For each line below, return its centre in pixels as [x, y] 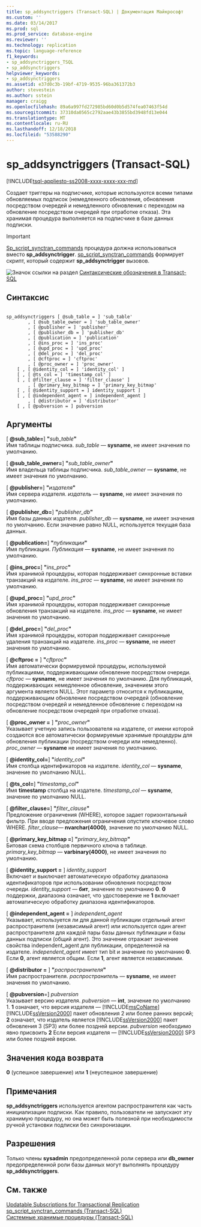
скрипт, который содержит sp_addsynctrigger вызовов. [78, 260]
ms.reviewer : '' [26, 40]
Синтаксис [28, 298]
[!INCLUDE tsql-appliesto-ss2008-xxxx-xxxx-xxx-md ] [72, 181]
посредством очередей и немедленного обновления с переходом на [95, 206]
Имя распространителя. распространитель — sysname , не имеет [91, 976]
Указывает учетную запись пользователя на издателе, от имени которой [100, 729]
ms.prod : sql [22, 29]
